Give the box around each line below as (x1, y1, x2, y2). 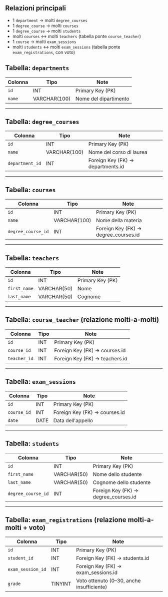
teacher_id (7, 355, 33, 361)
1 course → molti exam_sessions (12, 39, 76, 45)
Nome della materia (95, 217, 142, 224)
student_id (7, 555, 33, 561)
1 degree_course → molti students (12, 28, 81, 34)
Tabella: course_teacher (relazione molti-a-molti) (5, 315, 159, 324)
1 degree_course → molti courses (12, 23, 79, 29)
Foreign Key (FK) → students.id (75, 555, 149, 562)
